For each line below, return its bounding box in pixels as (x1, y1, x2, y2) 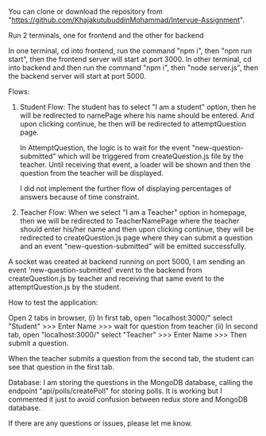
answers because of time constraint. (19, 193, 140, 201)
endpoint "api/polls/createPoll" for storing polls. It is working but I (8, 386, 222, 395)
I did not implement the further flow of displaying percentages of (19, 184, 232, 193)
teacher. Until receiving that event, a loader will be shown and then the (19, 160, 251, 169)
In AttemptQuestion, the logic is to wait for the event (19, 143, 191, 152)
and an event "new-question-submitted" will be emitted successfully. (19, 242, 247, 251)
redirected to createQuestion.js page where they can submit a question (19, 233, 253, 242)
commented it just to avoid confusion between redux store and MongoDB (8, 395, 249, 404)
